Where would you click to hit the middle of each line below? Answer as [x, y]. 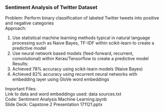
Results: [20, 64]
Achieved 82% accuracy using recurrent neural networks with [75, 74]
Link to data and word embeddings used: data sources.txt [63, 94]
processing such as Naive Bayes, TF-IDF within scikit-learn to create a [83, 43]
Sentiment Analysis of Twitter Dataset [51, 7]
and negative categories [30, 23]
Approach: [16, 28]
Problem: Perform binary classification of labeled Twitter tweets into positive [82, 18]
